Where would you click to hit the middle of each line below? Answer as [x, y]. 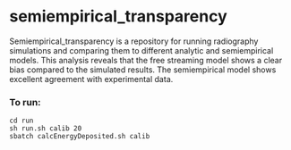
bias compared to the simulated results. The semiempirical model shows [143, 70]
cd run [21, 121]
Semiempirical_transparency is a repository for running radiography [134, 41]
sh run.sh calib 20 [46, 129]
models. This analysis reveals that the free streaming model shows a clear [146, 60]
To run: [26, 102]
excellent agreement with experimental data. [91, 79]
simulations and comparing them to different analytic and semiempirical [141, 50]
